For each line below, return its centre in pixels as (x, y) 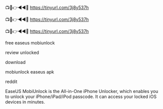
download (15, 62)
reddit (11, 81)
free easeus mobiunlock (30, 43)
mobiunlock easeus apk (30, 72)
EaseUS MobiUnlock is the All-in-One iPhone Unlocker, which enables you (82, 91)
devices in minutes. (25, 102)
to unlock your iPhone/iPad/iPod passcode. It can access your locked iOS (81, 96)
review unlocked (22, 52)
